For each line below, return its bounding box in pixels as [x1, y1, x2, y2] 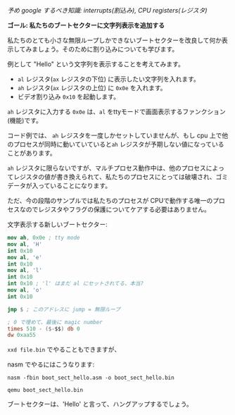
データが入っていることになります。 [7, 182, 111, 190]
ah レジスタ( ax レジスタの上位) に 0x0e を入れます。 [17, 84, 167, 92]
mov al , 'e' [7, 254, 42, 261]
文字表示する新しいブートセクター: [7, 221, 108, 228]
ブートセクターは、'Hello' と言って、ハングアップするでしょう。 [7, 400, 193, 409]
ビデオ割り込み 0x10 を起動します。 [17, 92, 120, 101]
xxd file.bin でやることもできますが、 [7, 345, 121, 354]
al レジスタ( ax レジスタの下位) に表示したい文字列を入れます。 [17, 75, 201, 83]
